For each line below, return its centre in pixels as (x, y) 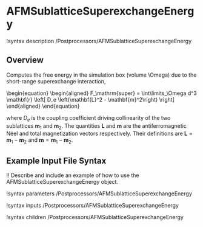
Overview (25, 60)
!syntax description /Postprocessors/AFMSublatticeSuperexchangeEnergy (99, 41)
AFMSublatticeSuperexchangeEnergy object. (62, 181)
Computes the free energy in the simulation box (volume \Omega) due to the (101, 75)
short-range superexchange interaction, (56, 81)
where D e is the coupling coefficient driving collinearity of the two (88, 118)
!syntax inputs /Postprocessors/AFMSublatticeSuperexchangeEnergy (92, 205)
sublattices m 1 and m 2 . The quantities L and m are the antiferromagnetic (96, 126)
